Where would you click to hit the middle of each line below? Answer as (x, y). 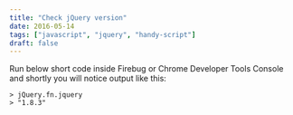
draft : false (34, 43)
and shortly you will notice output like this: (88, 79)
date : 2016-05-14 (42, 26)
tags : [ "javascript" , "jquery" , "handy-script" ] (103, 34)
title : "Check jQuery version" (68, 18)
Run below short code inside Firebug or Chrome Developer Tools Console (146, 69)
